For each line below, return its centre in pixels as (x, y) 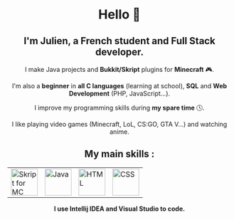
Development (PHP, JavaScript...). (119, 93)
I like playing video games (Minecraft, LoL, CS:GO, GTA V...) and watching (119, 124)
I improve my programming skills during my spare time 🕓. (119, 108)
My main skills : (119, 154)
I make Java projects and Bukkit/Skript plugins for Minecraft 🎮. (119, 69)
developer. (119, 52)
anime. (119, 132)
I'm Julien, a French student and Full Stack (119, 41)
